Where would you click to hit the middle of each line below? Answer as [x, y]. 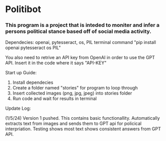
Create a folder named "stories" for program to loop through [75, 88]
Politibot [23, 9]
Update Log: [18, 108]
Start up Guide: [21, 73]
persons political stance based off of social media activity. [78, 31]
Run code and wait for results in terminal [54, 99]
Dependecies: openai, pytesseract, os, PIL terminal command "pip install [81, 42]
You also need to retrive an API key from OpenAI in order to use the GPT [80, 58]
